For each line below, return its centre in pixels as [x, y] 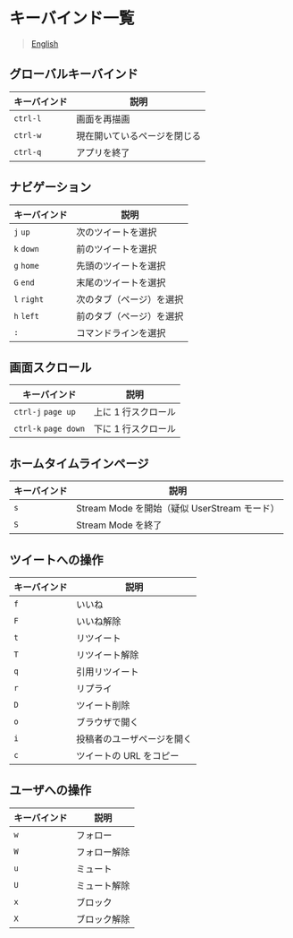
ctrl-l [28, 118]
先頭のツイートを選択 [121, 265]
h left [27, 316]
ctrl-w [28, 135]
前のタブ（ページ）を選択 [130, 316]
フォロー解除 [103, 852]
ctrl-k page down [50, 429]
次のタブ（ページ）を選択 [130, 299]
